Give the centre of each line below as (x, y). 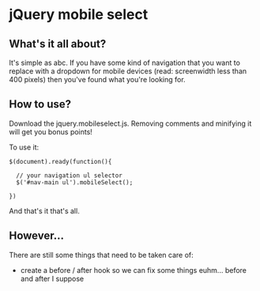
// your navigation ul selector (70, 176)
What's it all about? (58, 44)
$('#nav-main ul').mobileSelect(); (75, 182)
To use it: (24, 147)
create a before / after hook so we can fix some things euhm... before (134, 270)
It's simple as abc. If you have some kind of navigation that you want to (124, 62)
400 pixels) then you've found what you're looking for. (97, 79)
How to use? (40, 104)
